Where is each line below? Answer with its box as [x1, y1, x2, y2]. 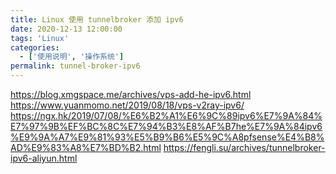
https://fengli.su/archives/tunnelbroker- [163, 142, 326, 153]
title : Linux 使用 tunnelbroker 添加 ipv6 [10, 14, 184, 25]
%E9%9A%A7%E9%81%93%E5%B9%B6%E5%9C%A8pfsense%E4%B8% [10, 131, 325, 143]
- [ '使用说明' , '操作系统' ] [19, 52, 125, 62]
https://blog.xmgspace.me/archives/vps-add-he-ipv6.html [10, 89, 252, 100]
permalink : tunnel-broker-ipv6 [10, 61, 141, 71]
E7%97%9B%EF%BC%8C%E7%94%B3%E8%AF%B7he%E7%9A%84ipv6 [10, 121, 323, 132]
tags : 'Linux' [10, 33, 70, 43]
